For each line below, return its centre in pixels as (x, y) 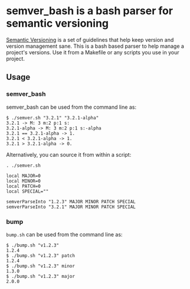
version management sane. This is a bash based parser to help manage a (95, 46)
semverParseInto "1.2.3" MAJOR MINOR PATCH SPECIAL (71, 202)
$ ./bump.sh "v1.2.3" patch (41, 255)
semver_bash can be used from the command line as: (71, 107)
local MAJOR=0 (24, 176)
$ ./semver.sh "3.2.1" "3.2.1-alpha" (53, 118)
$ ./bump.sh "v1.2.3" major (41, 276)
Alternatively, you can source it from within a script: (69, 154)
